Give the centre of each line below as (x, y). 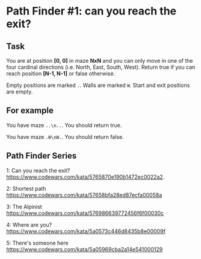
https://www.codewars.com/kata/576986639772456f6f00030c (85, 213)
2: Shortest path (26, 188)
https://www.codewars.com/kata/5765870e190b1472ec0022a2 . (85, 177)
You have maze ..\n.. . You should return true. (64, 125)
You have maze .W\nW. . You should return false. (65, 136)
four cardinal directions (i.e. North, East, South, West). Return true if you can (101, 67)
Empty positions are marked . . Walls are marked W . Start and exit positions (98, 85)
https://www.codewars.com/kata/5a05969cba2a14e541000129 (85, 249)
